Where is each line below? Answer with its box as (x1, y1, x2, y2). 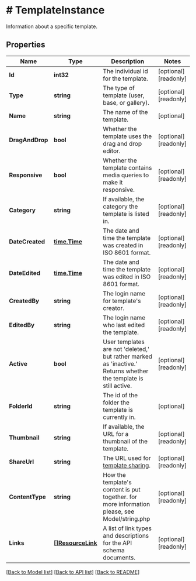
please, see (103, 507, 135, 515)
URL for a (103, 429, 129, 438)
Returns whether (103, 367, 149, 375)
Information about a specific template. (6, 23, 98, 30)
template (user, (103, 91, 145, 99)
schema (103, 546, 125, 554)
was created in (103, 241, 143, 249)
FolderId (9, 402, 33, 410)
